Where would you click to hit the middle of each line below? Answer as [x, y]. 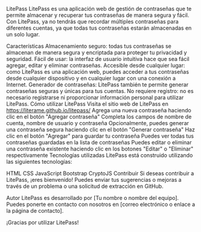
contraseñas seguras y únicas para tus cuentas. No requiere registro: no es [100, 91]
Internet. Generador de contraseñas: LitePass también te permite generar [97, 85]
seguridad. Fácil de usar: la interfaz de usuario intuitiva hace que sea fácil [98, 59]
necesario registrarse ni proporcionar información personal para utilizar [95, 97]
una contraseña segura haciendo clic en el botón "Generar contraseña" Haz [101, 130]
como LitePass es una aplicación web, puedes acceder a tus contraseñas [97, 72]
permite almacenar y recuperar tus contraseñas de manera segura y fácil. [98, 15]
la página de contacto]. [35, 211]
